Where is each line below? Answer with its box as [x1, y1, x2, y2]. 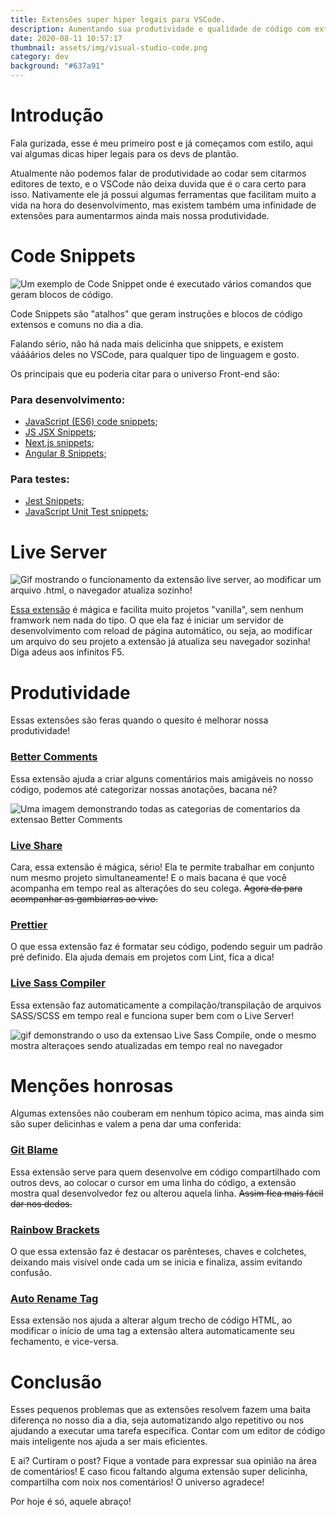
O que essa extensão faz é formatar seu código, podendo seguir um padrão [10, 941, 323, 953]
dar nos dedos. [10, 1197, 73, 1210]
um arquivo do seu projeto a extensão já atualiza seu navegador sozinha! [10, 636, 311, 648]
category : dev [10, 52, 70, 62]
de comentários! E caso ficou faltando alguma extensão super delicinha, [10, 1466, 308, 1478]
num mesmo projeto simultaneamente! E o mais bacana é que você [10, 871, 287, 883]
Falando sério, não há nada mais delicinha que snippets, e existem [10, 337, 284, 350]
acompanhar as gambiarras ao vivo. [10, 892, 158, 905]
